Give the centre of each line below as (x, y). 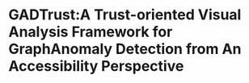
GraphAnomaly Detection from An (125, 49)
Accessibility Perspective (96, 66)
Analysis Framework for (91, 32)
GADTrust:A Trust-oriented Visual (125, 15)
